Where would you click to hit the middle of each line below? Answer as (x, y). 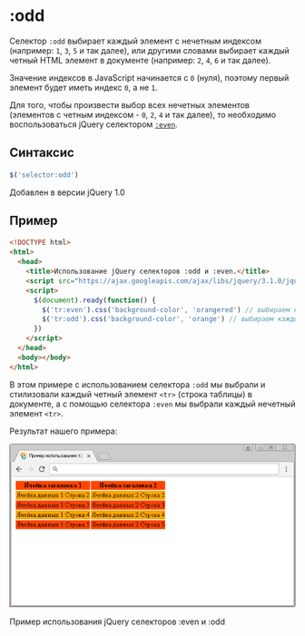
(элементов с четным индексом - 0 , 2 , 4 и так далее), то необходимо (143, 114)
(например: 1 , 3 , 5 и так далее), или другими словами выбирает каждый (150, 50)
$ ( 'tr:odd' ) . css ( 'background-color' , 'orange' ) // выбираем (158, 319)
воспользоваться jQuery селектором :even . (94, 124)
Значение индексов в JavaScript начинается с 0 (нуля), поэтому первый (149, 77)
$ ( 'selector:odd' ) (44, 175)
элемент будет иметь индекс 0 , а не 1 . (84, 87)
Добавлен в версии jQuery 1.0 (67, 192)
